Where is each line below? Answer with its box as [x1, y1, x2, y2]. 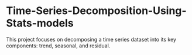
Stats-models [6, 16, 74, 30]
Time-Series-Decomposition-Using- [6, 4, 187, 18]
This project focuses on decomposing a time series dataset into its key [6, 36, 177, 43]
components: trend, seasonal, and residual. [6, 42, 111, 49]
